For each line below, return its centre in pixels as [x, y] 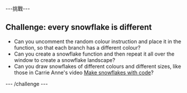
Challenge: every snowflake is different [79, 27]
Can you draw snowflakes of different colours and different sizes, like [98, 66]
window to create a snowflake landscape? [64, 60]
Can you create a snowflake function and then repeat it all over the [94, 54]
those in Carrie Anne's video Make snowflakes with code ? [84, 73]
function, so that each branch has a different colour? [77, 47]
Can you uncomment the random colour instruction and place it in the [98, 41]
